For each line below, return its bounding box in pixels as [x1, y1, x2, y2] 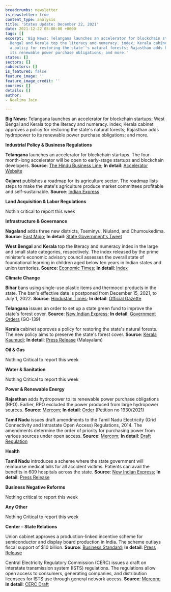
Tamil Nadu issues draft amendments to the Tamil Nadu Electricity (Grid [5, 417, 156, 423]
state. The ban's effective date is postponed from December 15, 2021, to [5, 290, 157, 296]
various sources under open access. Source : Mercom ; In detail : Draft [5, 433, 151, 439]
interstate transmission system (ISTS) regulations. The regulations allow [5, 565, 156, 571]
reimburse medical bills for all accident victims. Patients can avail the [5, 464, 150, 470]
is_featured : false [5, 69, 47, 74]
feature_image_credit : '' [5, 78, 60, 83]
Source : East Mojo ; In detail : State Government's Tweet [5, 234, 122, 240]
